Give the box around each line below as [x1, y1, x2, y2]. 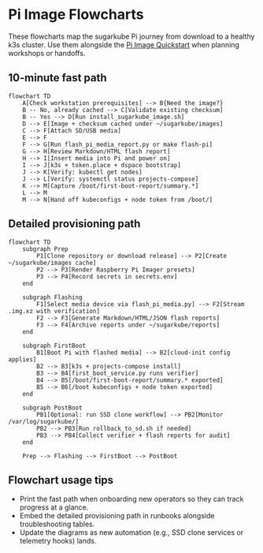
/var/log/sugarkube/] [8, 417, 80, 425]
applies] [8, 355, 37, 364]
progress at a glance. [19, 503, 89, 512]
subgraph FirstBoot [22, 342, 87, 349]
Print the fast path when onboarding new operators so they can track [19, 495, 244, 504]
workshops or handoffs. [8, 48, 86, 58]
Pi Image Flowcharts [8, 6, 144, 24]
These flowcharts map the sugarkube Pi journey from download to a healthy [8, 32, 255, 41]
